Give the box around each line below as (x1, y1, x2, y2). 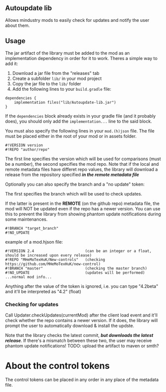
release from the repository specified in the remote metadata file (5, 171, 140, 178)
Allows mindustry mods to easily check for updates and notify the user (5, 17, 150, 23)
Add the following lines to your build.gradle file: (12, 86, 111, 92)
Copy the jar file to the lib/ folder (12, 80, 81, 86)
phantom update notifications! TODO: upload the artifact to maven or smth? (5, 342, 159, 349)
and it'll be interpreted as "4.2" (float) (5, 288, 82, 294)
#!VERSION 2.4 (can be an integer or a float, (5, 248, 152, 254)
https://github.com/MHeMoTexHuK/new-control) (5, 261, 101, 266)
